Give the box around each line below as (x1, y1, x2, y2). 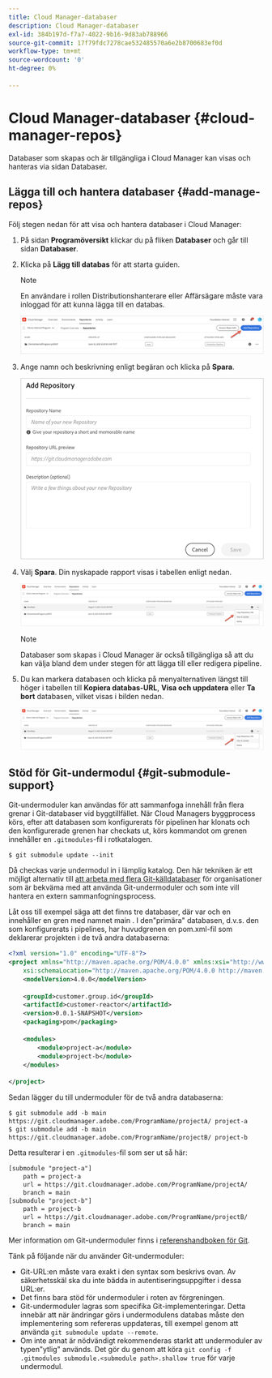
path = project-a (23, 1173, 82, 1181)
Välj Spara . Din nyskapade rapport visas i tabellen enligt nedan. (19, 568, 232, 577)
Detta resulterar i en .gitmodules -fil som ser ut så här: (8, 1148, 188, 1157)
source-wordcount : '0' (8, 56, 85, 64)
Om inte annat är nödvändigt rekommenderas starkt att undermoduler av (19, 1336, 263, 1346)
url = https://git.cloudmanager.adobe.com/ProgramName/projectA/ (23, 1181, 249, 1189)
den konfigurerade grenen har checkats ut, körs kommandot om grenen (8, 826, 248, 835)
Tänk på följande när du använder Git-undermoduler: (8, 1251, 185, 1261)
